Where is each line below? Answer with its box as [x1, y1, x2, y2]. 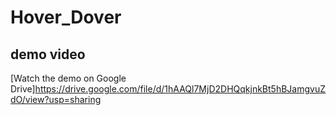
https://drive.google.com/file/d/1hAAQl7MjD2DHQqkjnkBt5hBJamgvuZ [34, 83, 326, 95]
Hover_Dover [10, 6, 122, 29]
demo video [10, 46, 86, 63]
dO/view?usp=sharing [10, 94, 102, 105]
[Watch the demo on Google [10, 72, 127, 84]
